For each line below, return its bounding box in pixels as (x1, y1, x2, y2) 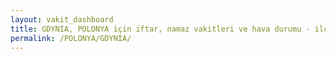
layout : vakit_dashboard (10, 14, 114, 25)
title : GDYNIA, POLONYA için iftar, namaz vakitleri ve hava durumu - (10, 24, 311, 34)
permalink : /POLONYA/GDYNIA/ (10, 33, 132, 43)
